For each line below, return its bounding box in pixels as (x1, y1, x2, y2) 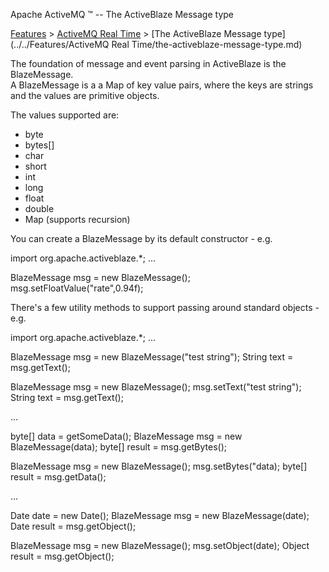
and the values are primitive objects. (10, 90, 160, 101)
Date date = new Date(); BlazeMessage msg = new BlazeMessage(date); (10, 510, 310, 521)
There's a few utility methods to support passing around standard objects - (10, 302, 320, 313)
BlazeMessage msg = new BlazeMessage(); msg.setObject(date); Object (10, 540, 310, 551)
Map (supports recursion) (24, 214, 131, 225)
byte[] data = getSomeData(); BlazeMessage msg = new (10, 430, 243, 442)
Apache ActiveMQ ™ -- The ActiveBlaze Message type (10, 9, 235, 20)
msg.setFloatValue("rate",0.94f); (10, 282, 144, 294)
